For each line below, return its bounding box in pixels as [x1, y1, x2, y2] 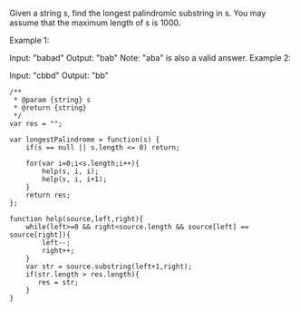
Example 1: [9, 35, 50, 45]
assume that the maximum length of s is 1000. [9, 17, 181, 28]
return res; [25, 190, 71, 199]
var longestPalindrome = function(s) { [9, 135, 160, 144]
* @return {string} [13, 103, 88, 112]
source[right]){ [9, 230, 71, 239]
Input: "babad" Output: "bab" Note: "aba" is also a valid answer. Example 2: [9, 53, 292, 63]
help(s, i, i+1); [42, 175, 107, 184]
